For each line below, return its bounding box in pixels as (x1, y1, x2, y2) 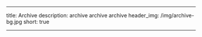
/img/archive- (160, 12, 194, 18)
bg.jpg (6, 18, 22, 25)
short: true (23, 18, 50, 25)
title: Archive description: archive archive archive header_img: (6, 12, 159, 18)
